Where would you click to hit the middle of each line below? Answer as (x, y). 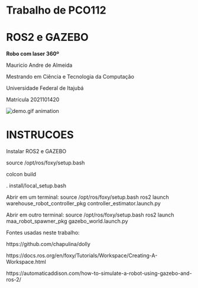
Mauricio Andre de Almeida (39, 65)
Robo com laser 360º (33, 54)
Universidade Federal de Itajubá (45, 88)
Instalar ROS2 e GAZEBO (36, 151)
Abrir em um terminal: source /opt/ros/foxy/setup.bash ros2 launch (88, 197)
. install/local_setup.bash (36, 186)
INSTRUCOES (40, 135)
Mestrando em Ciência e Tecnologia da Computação (70, 77)
